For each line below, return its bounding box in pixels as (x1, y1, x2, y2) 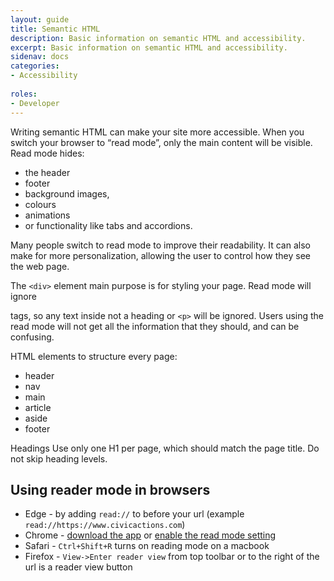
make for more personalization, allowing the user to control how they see (10, 249, 311, 261)
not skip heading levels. (10, 452, 108, 465)
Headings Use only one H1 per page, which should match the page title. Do (10, 442, 320, 454)
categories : (10, 61, 60, 71)
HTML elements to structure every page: (10, 350, 178, 362)
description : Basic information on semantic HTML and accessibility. (10, 33, 307, 43)
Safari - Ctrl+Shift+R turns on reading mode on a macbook (24, 540, 270, 552)
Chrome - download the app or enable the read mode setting (24, 529, 277, 541)
